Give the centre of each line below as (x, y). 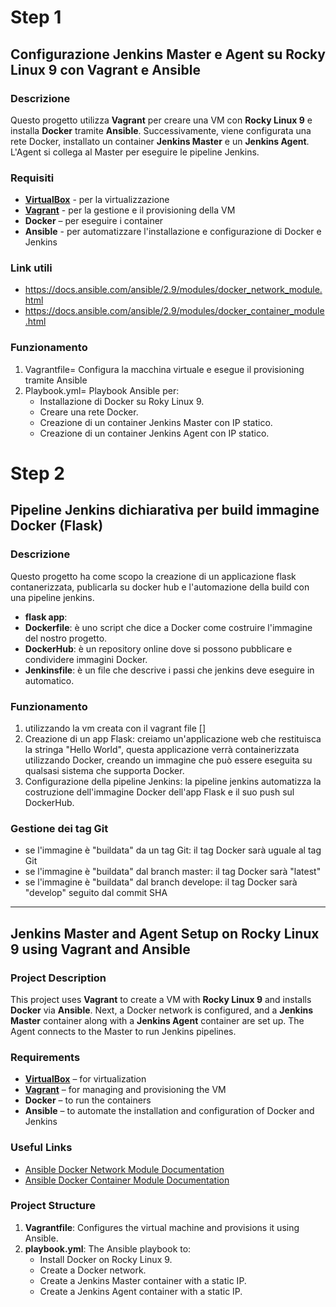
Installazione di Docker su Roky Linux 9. (122, 401)
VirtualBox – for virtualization (85, 1079)
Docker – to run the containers (88, 1100)
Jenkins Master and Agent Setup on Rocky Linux (165, 933)
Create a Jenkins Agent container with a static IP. (141, 1291)
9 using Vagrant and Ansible (100, 949)
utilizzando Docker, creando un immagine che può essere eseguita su (168, 760)
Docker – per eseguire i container (94, 221)
